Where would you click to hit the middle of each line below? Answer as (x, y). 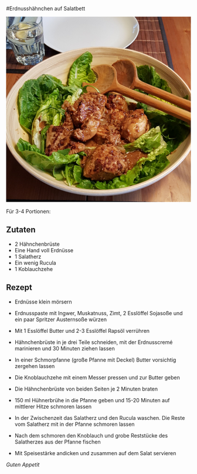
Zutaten (21, 230)
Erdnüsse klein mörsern (43, 302)
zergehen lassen (35, 366)
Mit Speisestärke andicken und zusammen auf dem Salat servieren (95, 453)
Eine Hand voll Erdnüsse (44, 250)
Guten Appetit (23, 465)
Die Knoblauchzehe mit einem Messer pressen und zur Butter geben (97, 377)
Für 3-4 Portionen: (28, 211)
